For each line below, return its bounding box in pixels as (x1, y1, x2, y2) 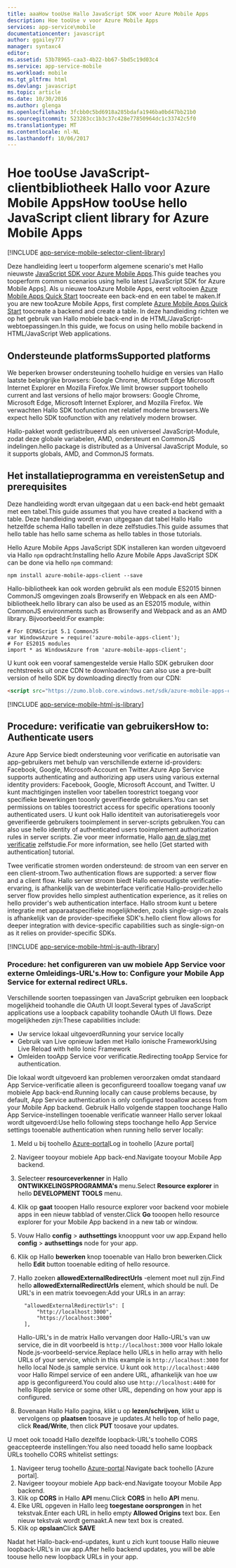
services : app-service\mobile (7, 23, 96, 30)
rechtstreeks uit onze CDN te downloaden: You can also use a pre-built (7, 666, 211, 674)
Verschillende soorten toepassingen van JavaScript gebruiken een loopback (7, 993, 228, 1001)
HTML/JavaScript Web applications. (7, 329, 111, 338)
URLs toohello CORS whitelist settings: (7, 1450, 119, 1459)
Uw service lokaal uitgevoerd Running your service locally (17, 1030, 184, 1038)
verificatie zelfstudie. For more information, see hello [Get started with (7, 840, 209, 848)
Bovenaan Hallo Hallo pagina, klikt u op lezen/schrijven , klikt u (17, 1407, 199, 1415)
